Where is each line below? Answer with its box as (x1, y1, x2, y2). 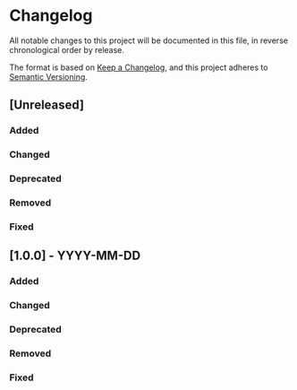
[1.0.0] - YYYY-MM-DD (9, 248, 141, 264)
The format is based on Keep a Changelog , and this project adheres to (9, 62, 268, 73)
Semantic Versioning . (9, 71, 88, 82)
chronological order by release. (9, 44, 125, 55)
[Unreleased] (9, 98, 85, 113)
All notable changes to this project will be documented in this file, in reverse (9, 35, 289, 46)
